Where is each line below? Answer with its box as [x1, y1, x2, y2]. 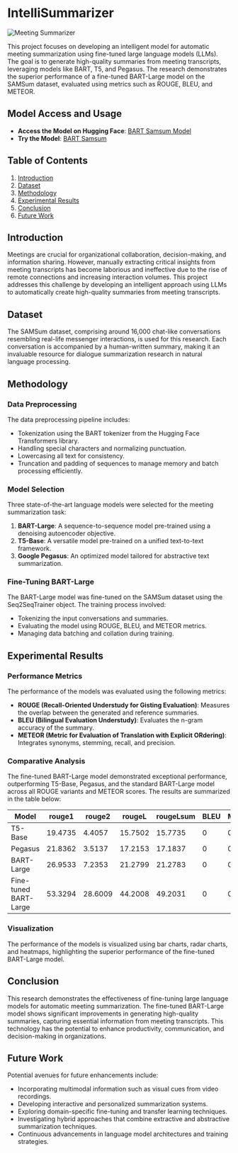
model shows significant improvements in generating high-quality [7, 1009, 199, 1018]
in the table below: [7, 795, 62, 803]
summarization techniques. [17, 1123, 97, 1131]
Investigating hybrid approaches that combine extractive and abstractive [17, 1115, 230, 1123]
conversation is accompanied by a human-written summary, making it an [7, 342, 220, 351]
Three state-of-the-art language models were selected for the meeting [7, 501, 214, 509]
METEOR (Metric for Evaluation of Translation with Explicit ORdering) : [17, 731, 227, 739]
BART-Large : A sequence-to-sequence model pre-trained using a [17, 522, 211, 530]
